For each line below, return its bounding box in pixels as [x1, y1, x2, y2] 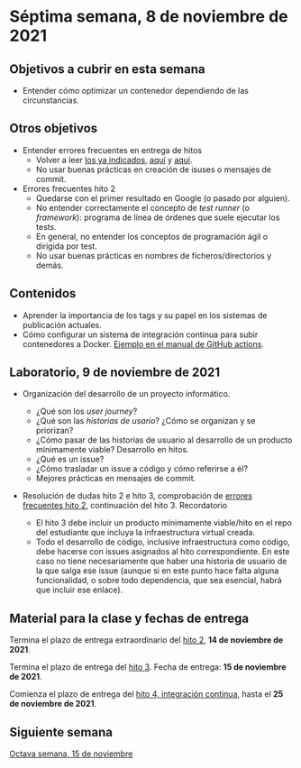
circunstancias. [22, 95, 79, 105]
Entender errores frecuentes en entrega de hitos [22, 144, 203, 155]
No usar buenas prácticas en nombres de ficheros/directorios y [35, 250, 272, 261]
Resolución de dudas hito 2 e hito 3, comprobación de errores [22, 490, 252, 501]
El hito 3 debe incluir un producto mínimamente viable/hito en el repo [35, 517, 293, 528]
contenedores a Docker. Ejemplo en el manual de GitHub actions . [22, 338, 264, 349]
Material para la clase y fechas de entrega [9, 610, 250, 626]
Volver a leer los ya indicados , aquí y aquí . [35, 154, 193, 165]
